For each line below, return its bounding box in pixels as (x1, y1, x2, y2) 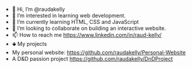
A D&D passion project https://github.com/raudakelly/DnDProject (11, 55, 173, 62)
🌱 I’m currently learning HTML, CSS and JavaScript (11, 18, 139, 25)
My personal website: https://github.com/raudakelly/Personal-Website (11, 49, 186, 56)
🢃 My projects (11, 41, 47, 47)
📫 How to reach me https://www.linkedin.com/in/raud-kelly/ (11, 32, 162, 38)
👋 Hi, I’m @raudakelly (11, 6, 65, 13)
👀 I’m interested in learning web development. (11, 12, 126, 19)
